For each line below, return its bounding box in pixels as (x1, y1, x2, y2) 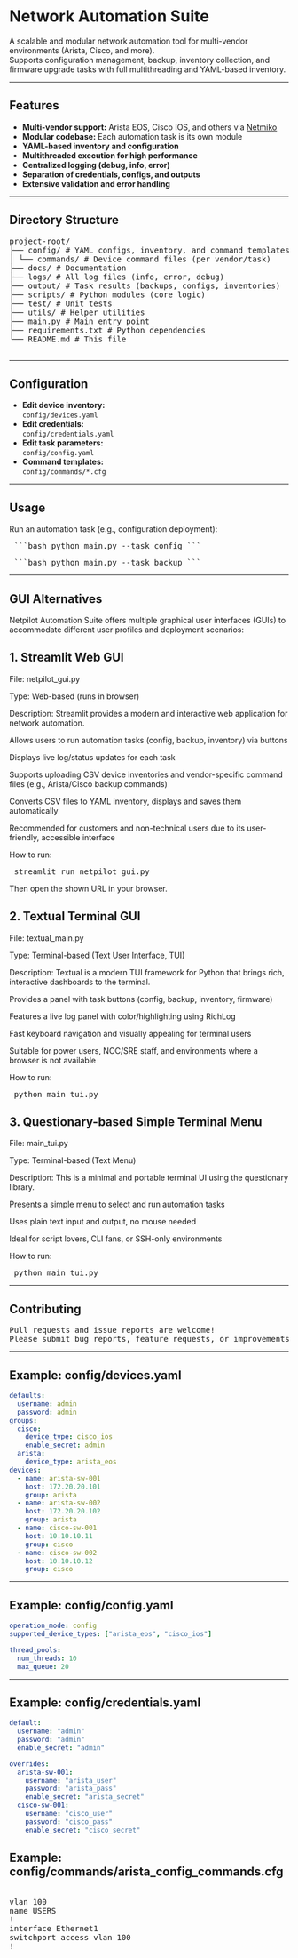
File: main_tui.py (9, 1138, 68, 1149)
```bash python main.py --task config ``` (13, 541, 201, 551)
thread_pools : (9, 1645, 62, 1655)
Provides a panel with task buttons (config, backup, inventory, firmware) (9, 993, 273, 1004)
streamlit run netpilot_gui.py (13, 866, 150, 877)
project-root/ (9, 236, 71, 246)
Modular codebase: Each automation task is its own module (21, 131, 243, 141)
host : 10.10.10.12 (25, 1556, 93, 1566)
